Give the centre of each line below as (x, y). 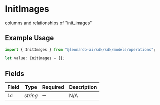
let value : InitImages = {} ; (35, 58)
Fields (15, 73)
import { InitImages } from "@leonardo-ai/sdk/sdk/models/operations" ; (80, 49)
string (31, 96)
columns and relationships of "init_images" (49, 23)
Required (53, 87)
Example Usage (30, 38)
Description (83, 87)
